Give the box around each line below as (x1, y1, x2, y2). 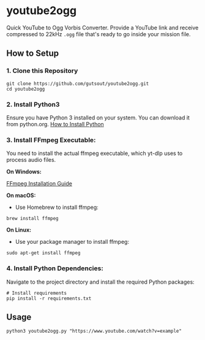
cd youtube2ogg (6, 86, 45, 92)
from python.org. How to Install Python (6, 120, 104, 127)
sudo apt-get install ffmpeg (6, 250, 81, 256)
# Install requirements (6, 290, 67, 296)
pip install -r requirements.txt (6, 295, 92, 301)
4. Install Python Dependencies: (6, 264, 104, 273)
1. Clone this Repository (6, 67, 78, 75)
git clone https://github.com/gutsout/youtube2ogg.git (6, 80, 149, 86)
